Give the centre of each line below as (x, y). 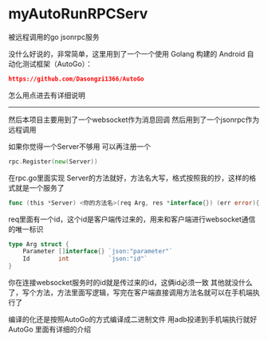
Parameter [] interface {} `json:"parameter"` (98, 252)
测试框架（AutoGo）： (57, 64)
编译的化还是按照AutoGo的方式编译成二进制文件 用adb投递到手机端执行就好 (133, 319)
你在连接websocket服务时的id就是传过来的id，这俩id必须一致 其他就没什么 (130, 283)
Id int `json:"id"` (85, 259)
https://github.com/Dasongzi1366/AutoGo (77, 79)
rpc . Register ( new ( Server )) (53, 161)
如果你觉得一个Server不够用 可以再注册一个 (80, 146)
